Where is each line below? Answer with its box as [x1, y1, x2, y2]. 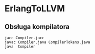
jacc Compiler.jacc [4, 35, 45, 40]
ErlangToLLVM [4, 3, 65, 14]
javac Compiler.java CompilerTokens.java [4, 40, 91, 45]
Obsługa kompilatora [4, 23, 70, 31]
